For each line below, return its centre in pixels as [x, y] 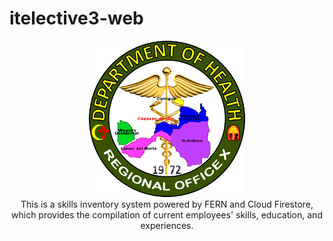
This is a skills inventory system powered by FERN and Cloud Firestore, [167, 204]
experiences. [167, 225]
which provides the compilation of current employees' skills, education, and [167, 214]
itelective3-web [76, 18]
